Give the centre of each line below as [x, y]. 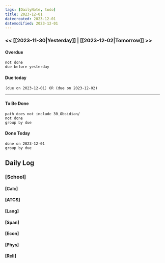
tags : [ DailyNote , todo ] [30, 10]
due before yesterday [27, 67]
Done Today [18, 133]
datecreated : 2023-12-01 [30, 19]
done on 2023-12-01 [25, 144]
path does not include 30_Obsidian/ [42, 114]
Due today [16, 78]
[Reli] [11, 256]
